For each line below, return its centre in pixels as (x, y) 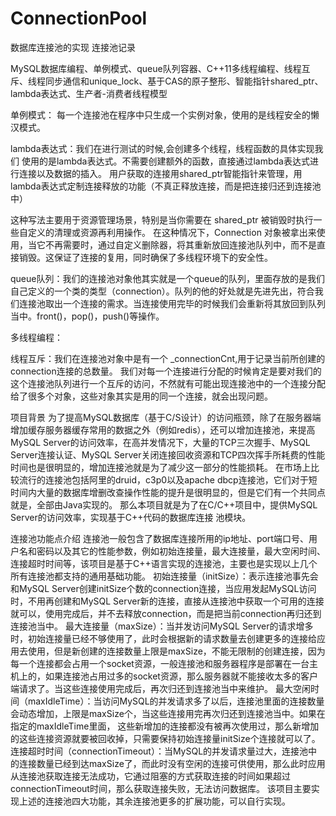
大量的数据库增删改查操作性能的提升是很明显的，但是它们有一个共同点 (181, 492)
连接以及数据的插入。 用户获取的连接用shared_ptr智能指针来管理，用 (160, 173)
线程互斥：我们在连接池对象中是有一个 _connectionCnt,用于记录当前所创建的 (168, 358)
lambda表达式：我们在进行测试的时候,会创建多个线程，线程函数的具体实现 (162, 148)
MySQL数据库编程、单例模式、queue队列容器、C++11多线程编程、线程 (156, 68)
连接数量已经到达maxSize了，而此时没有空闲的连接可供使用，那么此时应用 (172, 763)
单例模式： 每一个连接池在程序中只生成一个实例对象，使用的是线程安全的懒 (165, 114)
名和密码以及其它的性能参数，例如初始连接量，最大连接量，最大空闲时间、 (172, 551)
